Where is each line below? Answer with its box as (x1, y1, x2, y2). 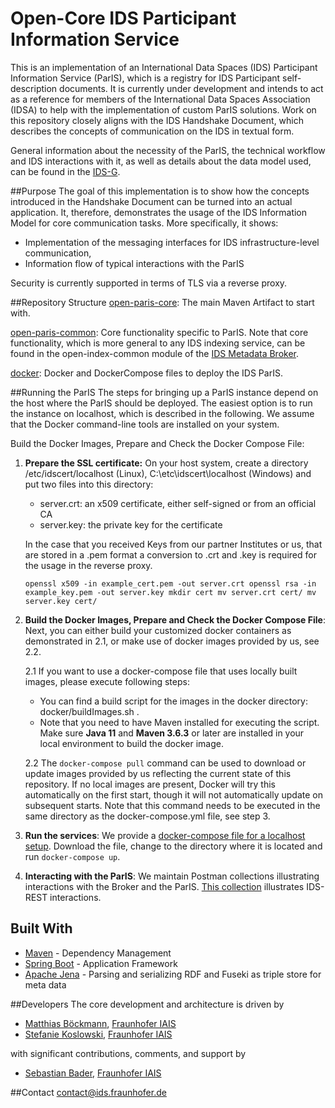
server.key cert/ (24, 596, 98, 606)
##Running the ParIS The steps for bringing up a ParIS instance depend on (10, 386, 319, 398)
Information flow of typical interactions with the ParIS (24, 257, 245, 269)
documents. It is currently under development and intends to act (59, 82, 324, 94)
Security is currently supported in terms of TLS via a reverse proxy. (10, 277, 288, 289)
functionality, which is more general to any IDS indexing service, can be (10, 337, 306, 349)
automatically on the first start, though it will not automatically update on (24, 788, 323, 801)
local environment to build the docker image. (39, 737, 224, 749)
